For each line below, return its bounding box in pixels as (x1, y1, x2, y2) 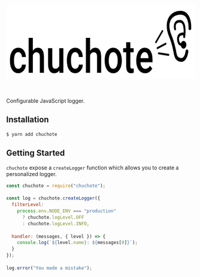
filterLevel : (11, 202, 44, 208)
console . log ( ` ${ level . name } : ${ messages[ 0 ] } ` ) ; (17, 240, 138, 246)
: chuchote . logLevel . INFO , (22, 221, 90, 227)
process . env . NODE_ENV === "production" (17, 208, 117, 214)
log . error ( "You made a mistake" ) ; (6, 265, 93, 271)
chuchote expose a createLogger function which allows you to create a (6, 164, 179, 171)
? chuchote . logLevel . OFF (22, 214, 84, 221)
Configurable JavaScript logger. (6, 97, 85, 104)
